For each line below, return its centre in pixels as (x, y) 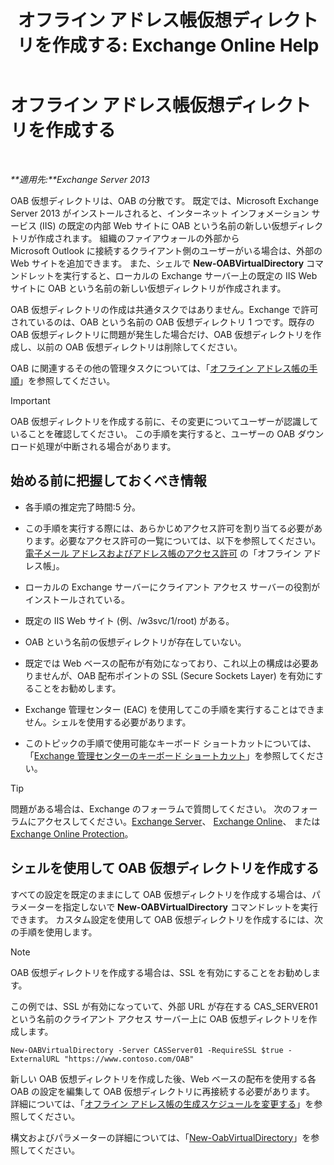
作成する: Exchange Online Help (185, 45)
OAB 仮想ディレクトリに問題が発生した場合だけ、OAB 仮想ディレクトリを (161, 334)
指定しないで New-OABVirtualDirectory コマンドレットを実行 (190, 907)
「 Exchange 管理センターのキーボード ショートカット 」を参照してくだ (170, 755)
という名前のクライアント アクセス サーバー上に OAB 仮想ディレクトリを (159, 1018)
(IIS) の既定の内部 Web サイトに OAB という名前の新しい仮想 (164, 225)
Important (30, 400)
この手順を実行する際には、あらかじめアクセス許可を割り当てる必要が (169, 528)
